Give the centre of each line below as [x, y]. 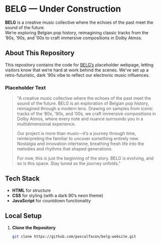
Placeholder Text [25, 87]
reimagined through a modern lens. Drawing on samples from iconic [85, 109]
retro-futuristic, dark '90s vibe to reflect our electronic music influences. [77, 75]
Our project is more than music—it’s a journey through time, [76, 133]
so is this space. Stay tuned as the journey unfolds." [69, 163]
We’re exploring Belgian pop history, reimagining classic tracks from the [77, 33]
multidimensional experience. [46, 124]
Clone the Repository [34, 228]
